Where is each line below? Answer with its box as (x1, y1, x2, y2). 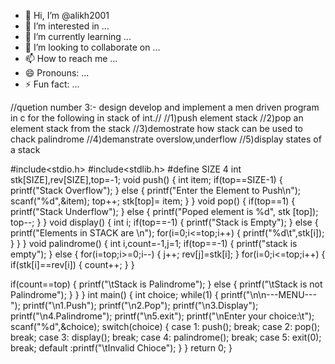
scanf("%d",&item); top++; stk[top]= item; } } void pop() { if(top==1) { (10, 195, 296, 207)
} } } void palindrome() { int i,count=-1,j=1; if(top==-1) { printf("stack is (10, 238, 298, 249)
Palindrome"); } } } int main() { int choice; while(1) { (10, 289, 219, 300)
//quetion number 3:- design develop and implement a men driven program (10, 101, 320, 113)
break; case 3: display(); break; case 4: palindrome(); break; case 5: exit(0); (10, 331, 322, 343)
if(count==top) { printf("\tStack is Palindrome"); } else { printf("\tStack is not (10, 278, 323, 290)
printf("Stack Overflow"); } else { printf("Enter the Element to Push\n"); (10, 185, 302, 196)
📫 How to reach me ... (24, 53, 118, 64)
